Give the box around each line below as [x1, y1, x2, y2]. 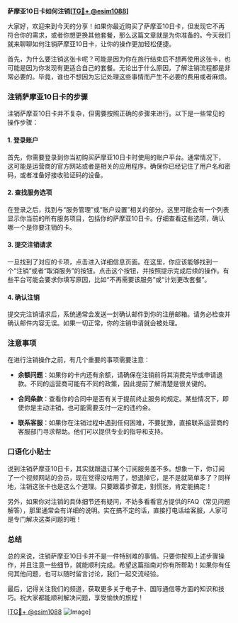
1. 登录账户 [7, 135, 39, 144]
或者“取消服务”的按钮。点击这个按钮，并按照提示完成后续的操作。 [31, 266, 223, 275]
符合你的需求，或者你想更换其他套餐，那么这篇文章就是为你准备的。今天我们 [7, 31, 231, 39]
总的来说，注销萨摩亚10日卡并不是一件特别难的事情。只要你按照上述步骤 [7, 552, 219, 560]
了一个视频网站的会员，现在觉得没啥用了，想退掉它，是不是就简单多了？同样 [7, 473, 231, 481]
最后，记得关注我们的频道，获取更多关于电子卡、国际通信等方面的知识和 [7, 585, 218, 593]
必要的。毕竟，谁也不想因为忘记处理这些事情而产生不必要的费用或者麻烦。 [13, 72, 231, 81]
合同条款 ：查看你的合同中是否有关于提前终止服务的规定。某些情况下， [17, 395, 223, 403]
